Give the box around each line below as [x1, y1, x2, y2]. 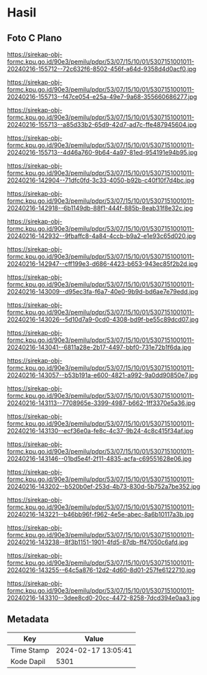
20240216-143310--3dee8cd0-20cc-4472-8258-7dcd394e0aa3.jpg [7, 594, 200, 602]
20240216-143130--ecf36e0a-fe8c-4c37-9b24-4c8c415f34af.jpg [7, 427, 193, 434]
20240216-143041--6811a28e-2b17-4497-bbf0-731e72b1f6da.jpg [7, 343, 191, 351]
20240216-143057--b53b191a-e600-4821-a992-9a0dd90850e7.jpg [7, 371, 198, 379]
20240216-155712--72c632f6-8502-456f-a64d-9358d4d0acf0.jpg [7, 65, 197, 73]
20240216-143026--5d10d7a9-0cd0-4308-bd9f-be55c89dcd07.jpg [7, 315, 199, 323]
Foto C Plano [7, 32, 62, 44]
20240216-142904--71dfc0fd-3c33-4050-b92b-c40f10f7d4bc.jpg [7, 176, 195, 184]
